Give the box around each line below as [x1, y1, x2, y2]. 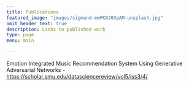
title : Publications [6, 9, 60, 15]
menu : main [6, 37, 34, 44]
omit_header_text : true [6, 20, 67, 26]
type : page [6, 32, 34, 38]
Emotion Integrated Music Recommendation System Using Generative [6, 60, 183, 67]
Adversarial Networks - [6, 66, 66, 74]
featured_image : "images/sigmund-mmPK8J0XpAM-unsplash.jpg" [6, 15, 164, 21]
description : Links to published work [6, 26, 106, 33]
